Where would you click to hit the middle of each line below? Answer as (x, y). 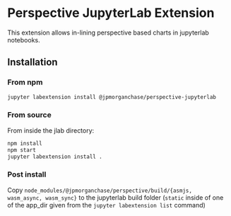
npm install (25, 143)
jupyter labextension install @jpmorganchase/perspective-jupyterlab (112, 97)
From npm (25, 83)
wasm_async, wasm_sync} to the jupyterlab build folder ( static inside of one (115, 197)
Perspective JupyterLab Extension (111, 13)
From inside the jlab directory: (51, 130)
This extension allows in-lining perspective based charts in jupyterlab (108, 32)
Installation (32, 62)
